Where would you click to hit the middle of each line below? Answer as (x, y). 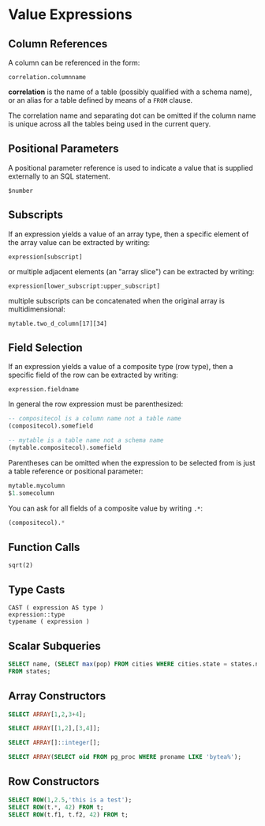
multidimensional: (37, 309)
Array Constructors (57, 696)
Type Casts (37, 589)
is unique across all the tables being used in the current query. (110, 124)
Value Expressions (70, 15)
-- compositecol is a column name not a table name (95, 419)
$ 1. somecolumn (32, 493)
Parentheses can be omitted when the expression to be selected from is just (132, 462)
